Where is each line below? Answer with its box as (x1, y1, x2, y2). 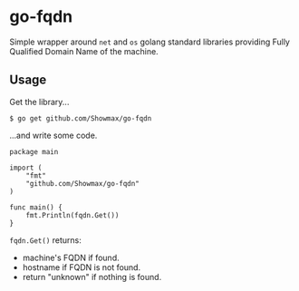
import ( (9, 163, 43, 172)
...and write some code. (9, 130, 98, 141)
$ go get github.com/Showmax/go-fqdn (9, 113, 152, 123)
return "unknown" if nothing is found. (22, 271, 162, 282)
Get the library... (9, 96, 70, 107)
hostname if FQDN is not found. (22, 261, 141, 273)
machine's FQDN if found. (22, 252, 120, 263)
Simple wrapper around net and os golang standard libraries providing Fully (9, 36, 290, 47)
